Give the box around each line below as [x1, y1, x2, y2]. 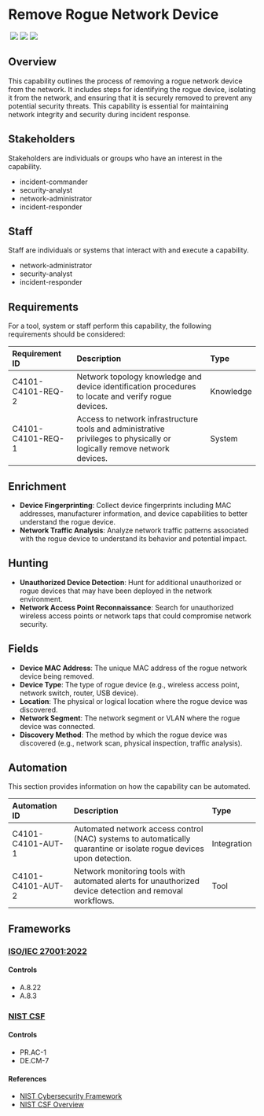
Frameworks [8, 922, 71, 935]
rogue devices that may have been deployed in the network [19, 586, 212, 595]
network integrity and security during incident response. [8, 109, 191, 119]
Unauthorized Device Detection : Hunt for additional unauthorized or [19, 577, 242, 587]
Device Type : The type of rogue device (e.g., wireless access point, [19, 680, 240, 689]
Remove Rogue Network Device [8, 6, 219, 24]
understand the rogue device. [19, 517, 116, 526]
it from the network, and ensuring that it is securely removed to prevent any [8, 93, 253, 102]
